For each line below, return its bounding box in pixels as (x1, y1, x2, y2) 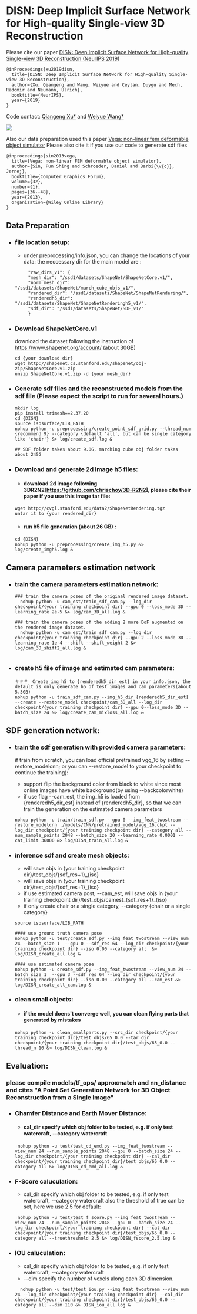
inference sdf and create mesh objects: (14, 851, 129, 859)
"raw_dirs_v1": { (28, 270, 71, 275)
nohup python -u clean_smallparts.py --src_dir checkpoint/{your (14, 1029, 178, 1036)
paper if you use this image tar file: (23, 492, 111, 500)
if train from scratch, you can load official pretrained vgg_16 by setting (14, 757, 184, 764)
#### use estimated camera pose (14, 961, 94, 967)
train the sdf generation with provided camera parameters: (14, 743, 186, 751)
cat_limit (14, 837, 39, 844)
